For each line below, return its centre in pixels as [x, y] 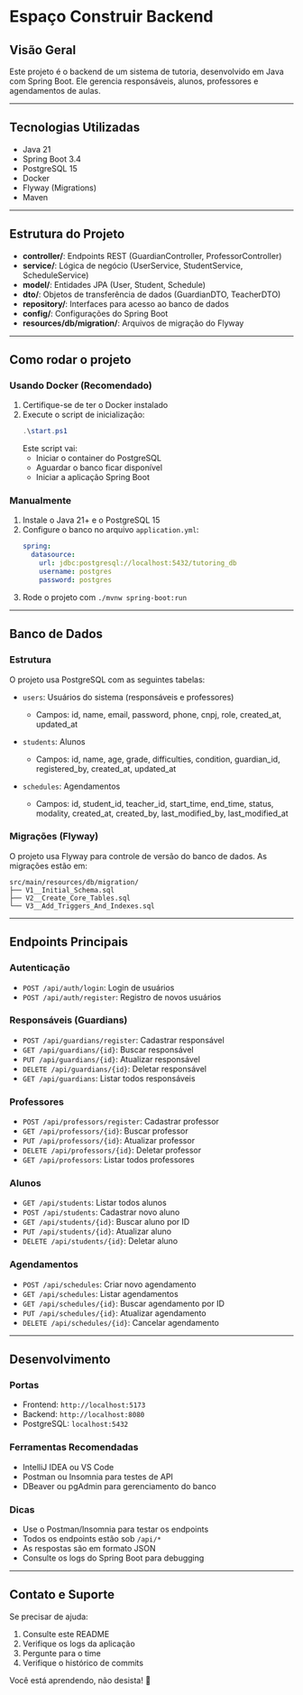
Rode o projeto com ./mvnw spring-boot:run [105, 597]
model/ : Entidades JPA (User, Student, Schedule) [114, 284]
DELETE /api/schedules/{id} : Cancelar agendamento [120, 1322]
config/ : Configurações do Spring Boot [95, 313]
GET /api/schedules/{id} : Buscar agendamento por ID [124, 1303]
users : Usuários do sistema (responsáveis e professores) [128, 697]
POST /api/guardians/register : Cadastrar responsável [124, 1040]
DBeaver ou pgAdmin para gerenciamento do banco [119, 1486]
